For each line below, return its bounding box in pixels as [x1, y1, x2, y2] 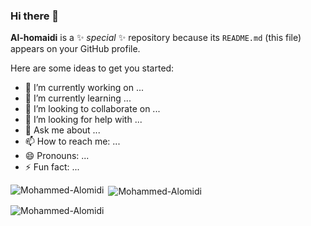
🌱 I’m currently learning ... [24, 92, 132, 104]
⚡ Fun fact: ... [24, 161, 80, 173]
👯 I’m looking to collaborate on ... [24, 103, 161, 115]
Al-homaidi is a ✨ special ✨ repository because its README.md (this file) [10, 32, 302, 44]
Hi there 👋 [10, 9, 60, 23]
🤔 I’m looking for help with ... [24, 114, 143, 126]
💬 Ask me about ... [24, 124, 101, 136]
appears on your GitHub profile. [10, 43, 141, 55]
